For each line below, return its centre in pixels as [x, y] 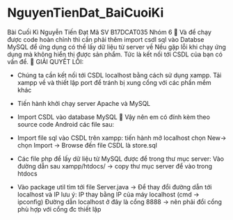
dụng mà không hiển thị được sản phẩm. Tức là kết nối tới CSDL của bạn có [115, 54]
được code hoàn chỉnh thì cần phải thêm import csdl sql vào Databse [106, 39]
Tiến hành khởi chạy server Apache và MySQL [84, 103]
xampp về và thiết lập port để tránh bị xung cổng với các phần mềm [114, 82]
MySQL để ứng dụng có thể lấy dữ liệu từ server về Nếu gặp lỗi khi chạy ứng [116, 47]
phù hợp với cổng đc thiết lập [59, 209]
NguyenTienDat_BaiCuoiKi [86, 13]
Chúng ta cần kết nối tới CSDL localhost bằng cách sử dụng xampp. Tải [119, 75]
